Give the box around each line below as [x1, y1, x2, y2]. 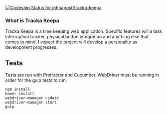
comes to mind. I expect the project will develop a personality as [5, 39, 138, 45]
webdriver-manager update [5, 96, 59, 101]
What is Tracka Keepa [5, 17, 59, 24]
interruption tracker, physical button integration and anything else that [5, 34, 149, 40]
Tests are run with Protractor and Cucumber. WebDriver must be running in [5, 72, 160, 78]
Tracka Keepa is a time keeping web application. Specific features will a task [5, 28, 162, 34]
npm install [5, 87, 30, 92]
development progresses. [5, 44, 58, 50]
